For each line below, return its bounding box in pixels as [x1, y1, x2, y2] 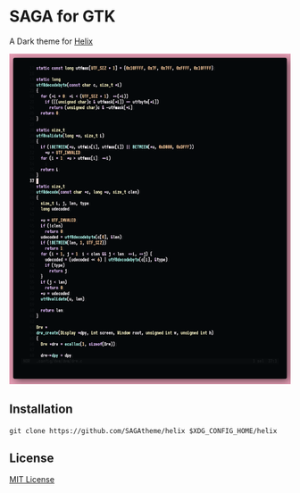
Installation [9, 402, 73, 417]
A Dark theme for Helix [9, 36, 94, 46]
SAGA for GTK [9, 6, 116, 27]
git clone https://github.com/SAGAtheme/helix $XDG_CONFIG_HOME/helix [9, 426, 278, 435]
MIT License [9, 474, 55, 485]
